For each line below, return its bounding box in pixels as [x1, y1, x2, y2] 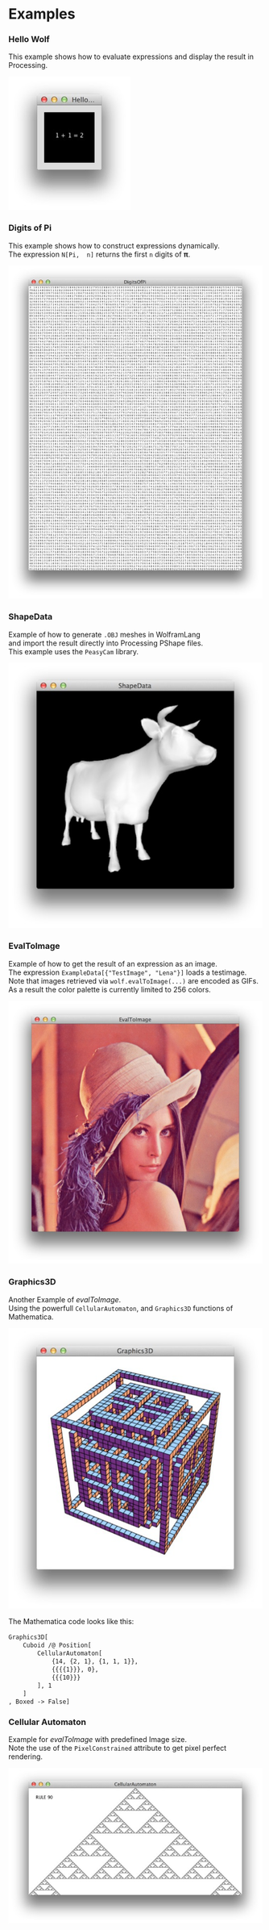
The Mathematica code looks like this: [8, 1616, 134, 1626]
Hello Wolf [8, 34, 50, 45]
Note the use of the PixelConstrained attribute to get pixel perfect [8, 1743, 227, 1752]
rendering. [8, 1752, 43, 1761]
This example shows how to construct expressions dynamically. [8, 240, 220, 250]
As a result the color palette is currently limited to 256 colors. [8, 984, 211, 994]
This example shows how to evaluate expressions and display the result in [8, 52, 254, 61]
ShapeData [8, 611, 53, 622]
